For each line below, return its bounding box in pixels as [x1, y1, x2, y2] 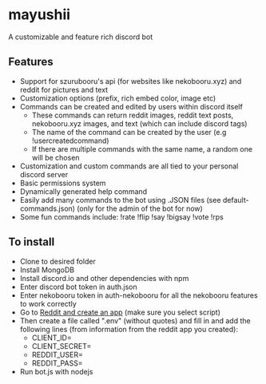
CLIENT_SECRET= [31, 341, 92, 350]
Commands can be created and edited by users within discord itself [19, 101, 244, 111]
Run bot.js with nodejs [19, 366, 93, 376]
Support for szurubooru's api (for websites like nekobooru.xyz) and [19, 76, 242, 85]
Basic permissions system [19, 178, 106, 188]
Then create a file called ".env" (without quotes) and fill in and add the [19, 315, 251, 325]
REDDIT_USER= [31, 350, 84, 359]
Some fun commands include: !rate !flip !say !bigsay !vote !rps [19, 212, 224, 221]
